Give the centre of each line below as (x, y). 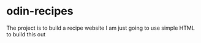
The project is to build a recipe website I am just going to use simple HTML (100, 28)
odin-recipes (40, 11)
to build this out (26, 34)
